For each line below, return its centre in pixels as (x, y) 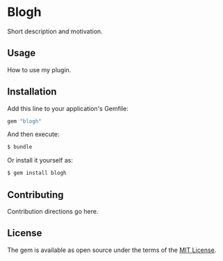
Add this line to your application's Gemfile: (68, 108)
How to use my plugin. (39, 69)
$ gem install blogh (37, 173)
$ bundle (20, 147)
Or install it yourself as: (40, 160)
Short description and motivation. (55, 31)
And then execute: (33, 134)
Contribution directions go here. (53, 211)
